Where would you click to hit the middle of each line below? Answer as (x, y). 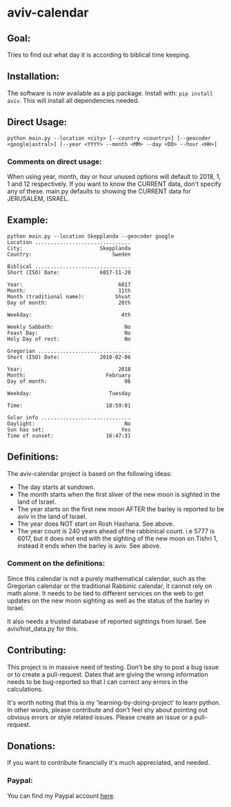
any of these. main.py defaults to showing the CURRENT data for (99, 191)
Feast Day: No (69, 333)
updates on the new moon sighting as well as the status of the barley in (108, 600)
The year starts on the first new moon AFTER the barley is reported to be (120, 509)
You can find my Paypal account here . (61, 795)
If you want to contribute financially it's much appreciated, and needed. (109, 763)
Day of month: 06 (69, 381)
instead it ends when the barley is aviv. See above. (89, 545)
